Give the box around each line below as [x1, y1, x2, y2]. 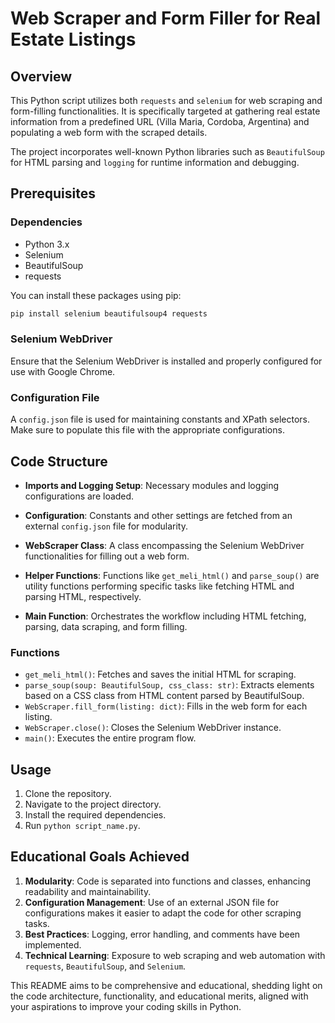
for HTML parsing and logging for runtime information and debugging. [10, 157, 300, 168]
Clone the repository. [24, 788, 112, 800]
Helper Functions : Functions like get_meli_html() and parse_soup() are [24, 569, 320, 581]
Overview [10, 68, 73, 85]
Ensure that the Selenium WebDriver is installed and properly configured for [10, 355, 323, 367]
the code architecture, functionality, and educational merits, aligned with [10, 990, 309, 1002]
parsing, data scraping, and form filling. [24, 620, 188, 632]
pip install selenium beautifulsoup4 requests [10, 308, 208, 319]
